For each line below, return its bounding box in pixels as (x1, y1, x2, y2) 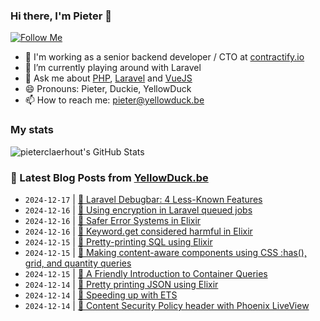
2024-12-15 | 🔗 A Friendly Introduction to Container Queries (24, 267, 268, 279)
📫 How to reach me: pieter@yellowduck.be (24, 94, 205, 106)
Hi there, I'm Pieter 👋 (10, 9, 112, 23)
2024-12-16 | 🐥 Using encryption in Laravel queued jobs (24, 204, 253, 216)
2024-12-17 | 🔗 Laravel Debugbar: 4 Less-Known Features (24, 193, 263, 205)
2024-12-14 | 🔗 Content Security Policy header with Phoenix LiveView (24, 299, 310, 311)
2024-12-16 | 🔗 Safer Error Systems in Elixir (24, 214, 202, 226)
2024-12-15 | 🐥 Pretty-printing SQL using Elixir (24, 235, 213, 248)
